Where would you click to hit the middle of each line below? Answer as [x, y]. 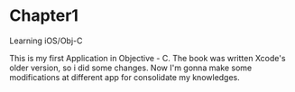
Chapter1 [44, 16]
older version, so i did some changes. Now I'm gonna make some [131, 68]
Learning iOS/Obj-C [46, 41]
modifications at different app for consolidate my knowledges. [125, 77]
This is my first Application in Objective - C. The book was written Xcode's [147, 58]
